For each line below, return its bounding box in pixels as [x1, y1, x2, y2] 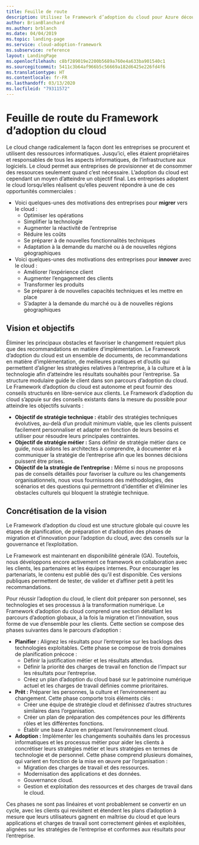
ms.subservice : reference [6, 47, 70, 53]
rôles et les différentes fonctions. [23, 720, 104, 727]
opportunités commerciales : [6, 187, 76, 194]
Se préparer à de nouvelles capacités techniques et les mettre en [23, 287, 183, 294]
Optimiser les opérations [23, 212, 84, 219]
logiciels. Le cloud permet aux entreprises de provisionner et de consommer [6, 162, 192, 169]
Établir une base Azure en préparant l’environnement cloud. [23, 726, 169, 734]
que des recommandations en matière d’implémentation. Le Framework [6, 345, 181, 353]
